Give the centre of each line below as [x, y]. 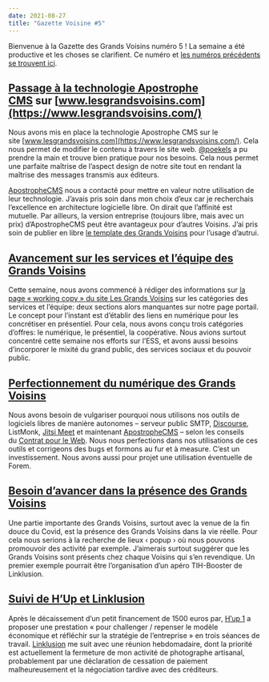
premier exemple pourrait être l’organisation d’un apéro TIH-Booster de [125, 565]
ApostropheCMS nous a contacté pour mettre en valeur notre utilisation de [131, 191]
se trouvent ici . [33, 63]
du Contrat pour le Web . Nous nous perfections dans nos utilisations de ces [133, 440]
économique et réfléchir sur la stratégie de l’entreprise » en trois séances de [134, 635]
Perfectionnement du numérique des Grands [122, 383]
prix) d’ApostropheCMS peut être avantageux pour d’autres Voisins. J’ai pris [133, 224]
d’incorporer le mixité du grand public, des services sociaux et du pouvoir [130, 350]
